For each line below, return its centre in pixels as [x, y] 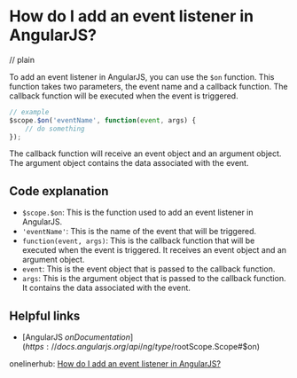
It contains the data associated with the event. [106, 288]
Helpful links [45, 315]
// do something [55, 129]
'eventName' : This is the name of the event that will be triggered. [139, 232]
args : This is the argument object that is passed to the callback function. [154, 279]
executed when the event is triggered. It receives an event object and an [154, 250]
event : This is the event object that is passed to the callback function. [148, 269]
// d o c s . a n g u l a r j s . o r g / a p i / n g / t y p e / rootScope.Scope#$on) [155, 347]
